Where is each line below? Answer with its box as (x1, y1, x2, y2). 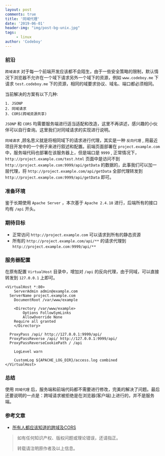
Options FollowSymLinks (23, 310, 71, 315)
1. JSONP (5, 101, 23, 106)
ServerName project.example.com (9, 293, 76, 298)
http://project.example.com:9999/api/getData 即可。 (5, 174, 114, 180)
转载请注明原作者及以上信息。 (17, 445, 78, 451)
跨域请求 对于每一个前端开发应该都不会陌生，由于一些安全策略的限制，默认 (5, 68, 155, 74)
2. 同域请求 (5, 106, 27, 111)
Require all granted (14, 319, 56, 324)
